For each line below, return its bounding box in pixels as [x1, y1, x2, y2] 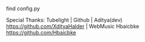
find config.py [6, 5, 40, 12]
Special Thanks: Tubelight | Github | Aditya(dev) [6, 17, 123, 23]
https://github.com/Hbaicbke [6, 29, 77, 36]
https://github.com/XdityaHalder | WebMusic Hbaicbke [6, 23, 140, 30]
